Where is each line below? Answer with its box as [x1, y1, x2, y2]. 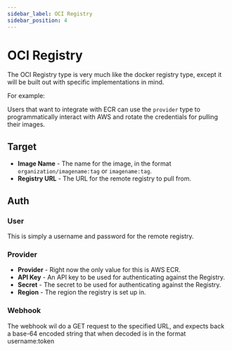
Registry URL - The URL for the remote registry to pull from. [17, 174, 192, 183]
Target [7, 140, 37, 152]
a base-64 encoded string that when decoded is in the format [7, 329, 186, 338]
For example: [7, 92, 46, 100]
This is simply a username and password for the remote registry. [7, 232, 195, 240]
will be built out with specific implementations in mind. [7, 78, 165, 87]
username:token [7, 336, 55, 345]
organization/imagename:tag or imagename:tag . [17, 167, 153, 175]
